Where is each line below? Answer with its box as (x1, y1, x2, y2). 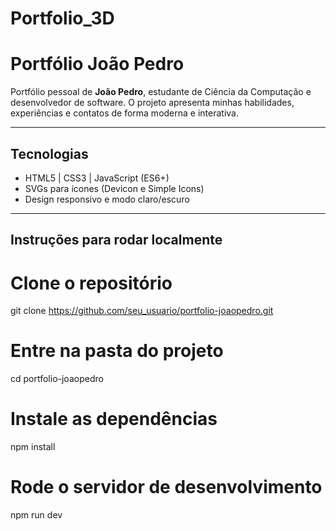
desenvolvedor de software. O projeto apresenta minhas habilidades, (10, 97, 295, 109)
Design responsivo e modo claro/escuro (24, 193, 190, 205)
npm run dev (10, 509, 63, 521)
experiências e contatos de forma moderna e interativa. (10, 107, 239, 119)
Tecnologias (10, 145, 89, 162)
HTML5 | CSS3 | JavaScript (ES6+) (24, 172, 170, 184)
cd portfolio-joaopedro (10, 373, 104, 385)
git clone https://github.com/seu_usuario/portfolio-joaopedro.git (10, 305, 274, 317)
